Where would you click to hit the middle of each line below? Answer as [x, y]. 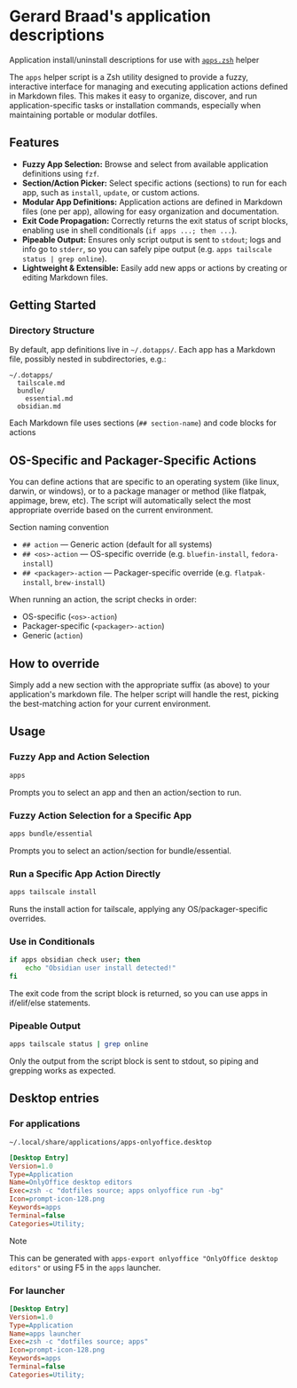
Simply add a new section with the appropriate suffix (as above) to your [140, 685]
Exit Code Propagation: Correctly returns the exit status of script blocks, [155, 220]
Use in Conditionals [52, 941]
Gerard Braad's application [110, 16]
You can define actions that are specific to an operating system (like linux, [144, 482]
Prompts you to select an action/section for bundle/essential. [121, 851]
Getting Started [53, 305]
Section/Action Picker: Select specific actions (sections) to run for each [154, 183]
